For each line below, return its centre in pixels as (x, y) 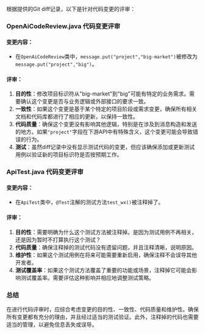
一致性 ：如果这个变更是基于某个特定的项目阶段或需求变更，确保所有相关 (106, 109)
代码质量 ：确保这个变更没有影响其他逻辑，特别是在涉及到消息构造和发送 (106, 124)
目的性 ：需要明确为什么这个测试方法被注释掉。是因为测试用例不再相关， (106, 232)
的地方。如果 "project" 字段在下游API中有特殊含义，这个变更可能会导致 (104, 132)
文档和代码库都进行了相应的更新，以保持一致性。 (77, 117)
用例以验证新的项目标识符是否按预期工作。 (69, 155)
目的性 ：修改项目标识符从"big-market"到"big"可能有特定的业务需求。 (102, 94)
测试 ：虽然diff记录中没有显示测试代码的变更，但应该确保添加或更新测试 (105, 147)
